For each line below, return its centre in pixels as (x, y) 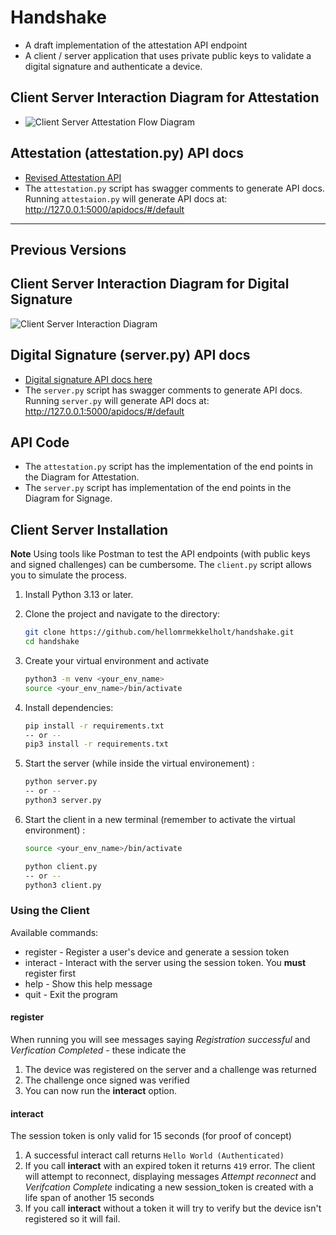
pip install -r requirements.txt (94, 726)
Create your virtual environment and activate (117, 660)
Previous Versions (68, 249)
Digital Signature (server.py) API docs (130, 355)
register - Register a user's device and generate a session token (157, 952)
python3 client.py (63, 885)
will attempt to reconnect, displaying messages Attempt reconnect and (170, 1177)
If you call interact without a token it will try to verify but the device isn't (173, 1208)
